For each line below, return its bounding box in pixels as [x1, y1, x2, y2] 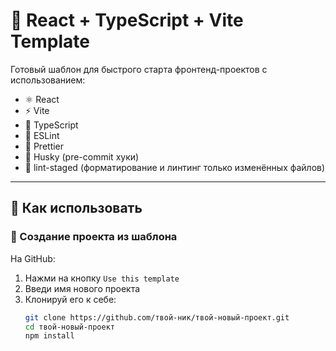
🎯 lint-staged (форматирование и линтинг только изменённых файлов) [24, 161, 326, 173]
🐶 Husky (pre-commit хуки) [24, 150, 140, 163]
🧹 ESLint [24, 129, 60, 141]
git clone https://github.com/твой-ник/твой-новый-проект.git [24, 312, 290, 323]
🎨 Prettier [24, 140, 65, 152]
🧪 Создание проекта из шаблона [10, 230, 178, 244]
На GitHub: [10, 252, 56, 264]
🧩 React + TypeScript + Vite [10, 9, 244, 32]
